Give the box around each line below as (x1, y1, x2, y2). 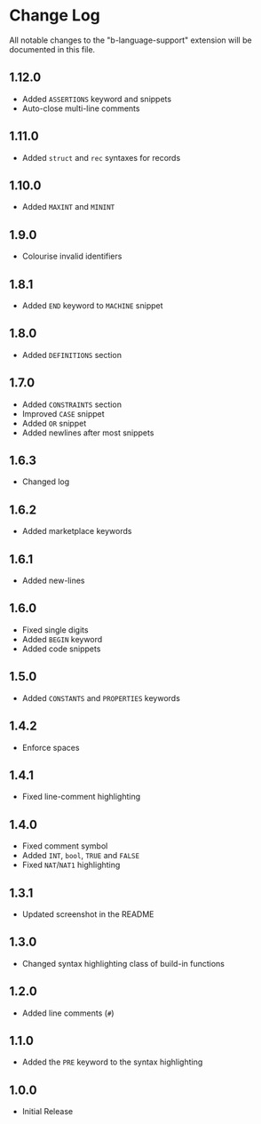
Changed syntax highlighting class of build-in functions (21, 958, 225, 969)
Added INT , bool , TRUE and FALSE (21, 850, 140, 861)
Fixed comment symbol (21, 841, 108, 851)
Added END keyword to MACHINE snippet (21, 300, 163, 311)
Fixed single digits (21, 624, 89, 635)
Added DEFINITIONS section (21, 349, 123, 360)
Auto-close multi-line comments (21, 103, 140, 114)
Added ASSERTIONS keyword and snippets (21, 93, 171, 104)
